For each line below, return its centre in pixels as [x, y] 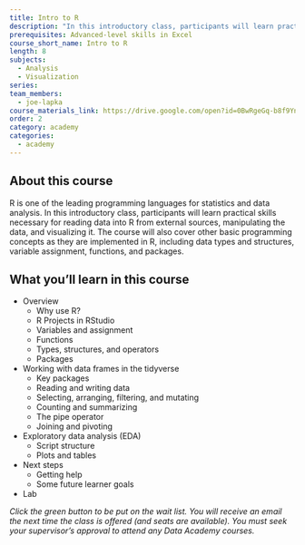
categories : [32, 136]
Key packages [63, 378]
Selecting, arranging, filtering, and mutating [118, 398]
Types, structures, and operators [98, 349]
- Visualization [48, 77]
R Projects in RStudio [75, 321]
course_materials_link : [54, 111]
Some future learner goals [85, 484]
